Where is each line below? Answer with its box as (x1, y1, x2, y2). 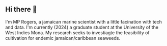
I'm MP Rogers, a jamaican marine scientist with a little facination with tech (5, 18, 162, 25)
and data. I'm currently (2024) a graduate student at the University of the (5, 24, 159, 30)
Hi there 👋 (5, 5, 37, 14)
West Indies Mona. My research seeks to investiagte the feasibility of (5, 29, 150, 36)
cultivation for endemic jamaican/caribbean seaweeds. (5, 35, 121, 41)
